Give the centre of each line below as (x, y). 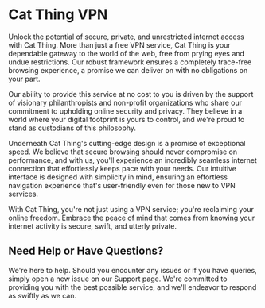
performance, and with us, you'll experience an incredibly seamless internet (132, 160)
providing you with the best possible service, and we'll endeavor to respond (132, 287)
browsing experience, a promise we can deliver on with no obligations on (128, 70)
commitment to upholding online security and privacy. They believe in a (125, 111)
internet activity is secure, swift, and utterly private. (93, 226)
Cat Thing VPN (58, 15)
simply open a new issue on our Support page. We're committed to (118, 279)
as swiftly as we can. (43, 295)
